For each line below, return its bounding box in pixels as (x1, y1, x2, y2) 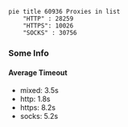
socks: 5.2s (19, 112, 59, 121)
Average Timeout (8, 67, 68, 77)
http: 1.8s (19, 94, 51, 104)
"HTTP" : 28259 (23, 15, 74, 23)
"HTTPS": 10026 (23, 22, 74, 30)
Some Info (8, 47, 50, 58)
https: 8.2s (19, 103, 56, 112)
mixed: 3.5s (19, 86, 59, 95)
